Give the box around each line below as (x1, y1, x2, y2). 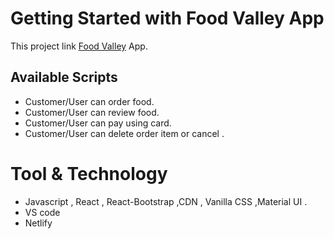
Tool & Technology (10, 162, 168, 185)
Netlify (24, 217, 53, 229)
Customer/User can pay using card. (24, 117, 172, 129)
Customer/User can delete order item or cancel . (24, 127, 225, 139)
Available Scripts (10, 69, 118, 86)
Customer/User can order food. (24, 95, 155, 107)
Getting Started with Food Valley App (10, 7, 325, 30)
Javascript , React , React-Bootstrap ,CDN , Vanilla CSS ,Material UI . (24, 195, 308, 207)
